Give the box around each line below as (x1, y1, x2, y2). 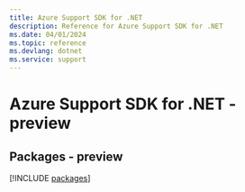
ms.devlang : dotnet (9, 47, 83, 56)
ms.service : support (9, 55, 87, 64)
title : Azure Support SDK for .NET (9, 13, 143, 23)
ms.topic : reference (9, 38, 87, 48)
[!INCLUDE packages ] (9, 173, 91, 183)
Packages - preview (9, 149, 123, 164)
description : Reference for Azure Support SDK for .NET (9, 22, 223, 31)
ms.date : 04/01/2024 (9, 30, 87, 39)
